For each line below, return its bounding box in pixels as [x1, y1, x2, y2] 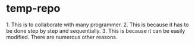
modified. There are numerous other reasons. [6, 33, 118, 40]
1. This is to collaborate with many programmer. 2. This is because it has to [6, 21, 189, 28]
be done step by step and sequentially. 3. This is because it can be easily [6, 27, 185, 34]
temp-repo [6, 2, 61, 15]
